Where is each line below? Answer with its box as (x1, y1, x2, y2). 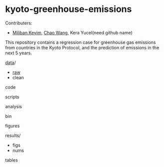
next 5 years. (5, 50, 32, 56)
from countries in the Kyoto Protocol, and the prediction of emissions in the (5, 44, 160, 50)
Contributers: (5, 20, 32, 26)
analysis (5, 103, 22, 109)
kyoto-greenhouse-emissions (5, 3, 132, 15)
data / (5, 59, 16, 65)
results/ (5, 132, 21, 138)
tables (5, 157, 18, 163)
